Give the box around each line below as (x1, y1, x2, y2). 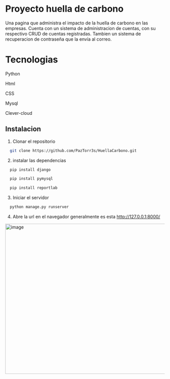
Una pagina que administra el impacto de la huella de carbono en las (5, 20, 148, 26)
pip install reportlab (10, 185, 58, 191)
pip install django (10, 167, 51, 172)
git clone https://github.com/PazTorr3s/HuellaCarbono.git (10, 148, 137, 153)
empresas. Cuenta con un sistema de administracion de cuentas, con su (5, 25, 156, 31)
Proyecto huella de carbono (5, 3, 124, 15)
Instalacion (5, 125, 41, 134)
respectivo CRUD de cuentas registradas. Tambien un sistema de (5, 30, 141, 37)
